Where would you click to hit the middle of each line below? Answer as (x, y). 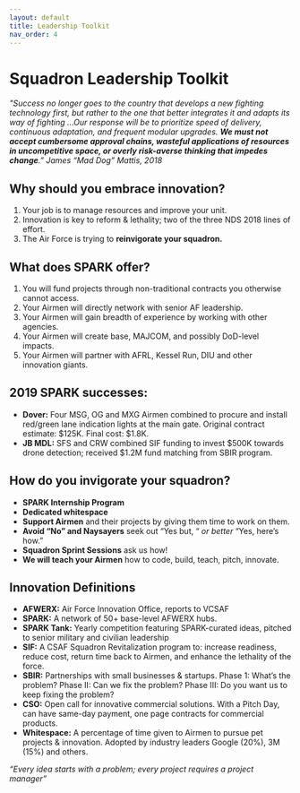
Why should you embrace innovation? (117, 189)
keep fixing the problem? (68, 694)
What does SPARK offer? (80, 267)
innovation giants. (55, 365)
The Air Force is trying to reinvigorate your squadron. (122, 239)
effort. (34, 229)
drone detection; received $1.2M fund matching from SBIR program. (147, 453)
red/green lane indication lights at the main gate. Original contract (143, 424)
